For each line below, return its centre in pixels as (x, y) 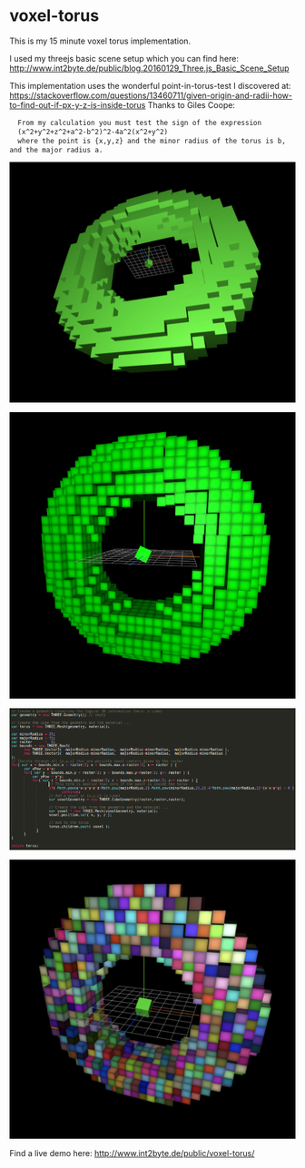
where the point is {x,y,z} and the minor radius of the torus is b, (152, 141)
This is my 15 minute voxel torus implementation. (100, 41)
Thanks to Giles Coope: (192, 104)
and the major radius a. (56, 150)
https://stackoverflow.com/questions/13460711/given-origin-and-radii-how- (151, 95)
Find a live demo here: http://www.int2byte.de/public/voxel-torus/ (132, 1153)
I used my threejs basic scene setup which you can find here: (124, 58)
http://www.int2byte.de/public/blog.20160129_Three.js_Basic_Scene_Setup (149, 68)
